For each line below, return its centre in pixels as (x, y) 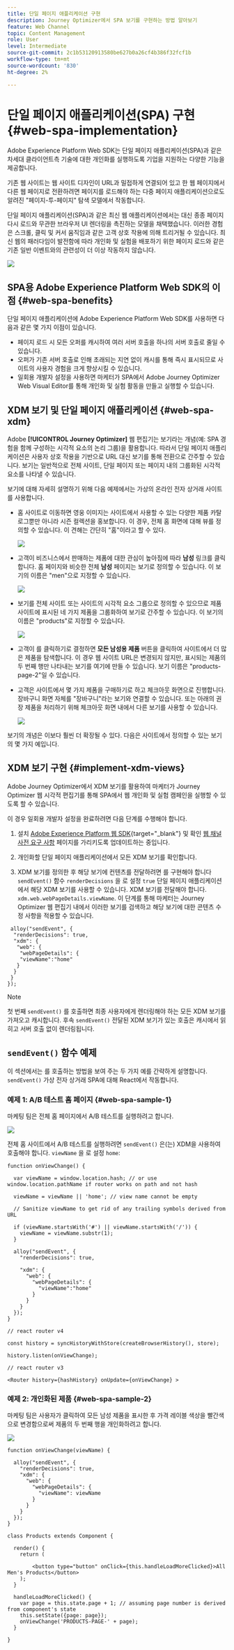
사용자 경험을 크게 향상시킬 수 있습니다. (89, 368)
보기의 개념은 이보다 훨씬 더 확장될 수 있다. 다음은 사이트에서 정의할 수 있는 (108, 735)
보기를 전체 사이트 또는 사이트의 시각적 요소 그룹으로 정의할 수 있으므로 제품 (119, 603)
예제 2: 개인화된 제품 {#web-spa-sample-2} (79, 1398)
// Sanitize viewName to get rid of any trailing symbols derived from (120, 1209)
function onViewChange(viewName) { (59, 1451)
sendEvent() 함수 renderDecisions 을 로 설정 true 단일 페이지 (102, 881)
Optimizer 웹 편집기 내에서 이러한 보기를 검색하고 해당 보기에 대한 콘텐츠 (116, 906)
